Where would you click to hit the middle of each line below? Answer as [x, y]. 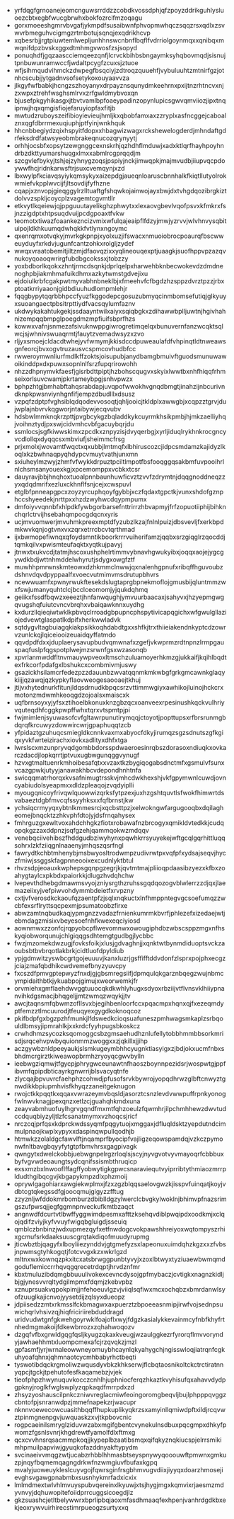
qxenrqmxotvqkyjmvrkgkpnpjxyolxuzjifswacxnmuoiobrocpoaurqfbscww [119, 236]
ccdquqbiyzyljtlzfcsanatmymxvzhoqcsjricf [76, 1116]
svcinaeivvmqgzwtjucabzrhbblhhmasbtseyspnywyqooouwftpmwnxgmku [120, 1455]
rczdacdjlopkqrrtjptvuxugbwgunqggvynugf [77, 755]
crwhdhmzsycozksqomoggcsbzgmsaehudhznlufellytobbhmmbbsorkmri [119, 1034]
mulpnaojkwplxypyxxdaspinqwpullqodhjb [74, 1131]
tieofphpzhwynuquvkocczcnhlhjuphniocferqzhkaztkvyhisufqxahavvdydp [120, 1379]
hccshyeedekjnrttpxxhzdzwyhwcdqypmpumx [80, 499]
